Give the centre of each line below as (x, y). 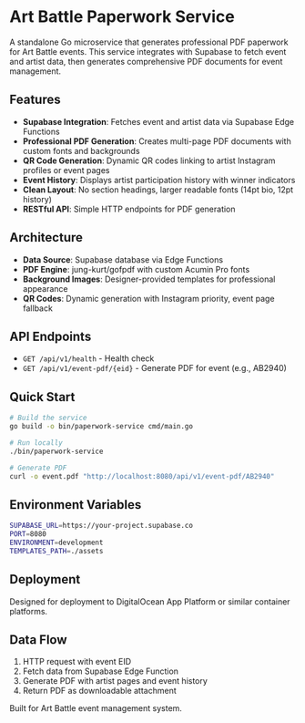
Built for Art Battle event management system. (96, 708)
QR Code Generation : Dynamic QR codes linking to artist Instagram (149, 160)
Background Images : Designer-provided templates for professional (149, 279)
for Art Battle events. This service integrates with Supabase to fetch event (148, 51)
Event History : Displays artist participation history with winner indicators (159, 180)
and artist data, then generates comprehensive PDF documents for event (146, 61)
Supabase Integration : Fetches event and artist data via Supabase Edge (158, 121)
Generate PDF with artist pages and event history (115, 681)
